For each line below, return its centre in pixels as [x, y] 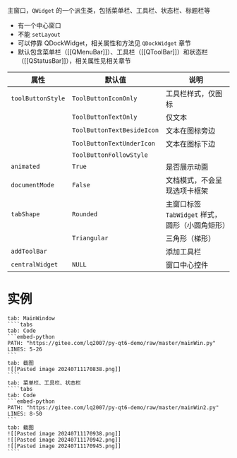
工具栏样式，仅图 [194, 94]
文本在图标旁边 [190, 131]
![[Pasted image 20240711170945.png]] [64, 446]
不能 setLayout [39, 34]
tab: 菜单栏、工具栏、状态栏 [44, 383]
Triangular [90, 238]
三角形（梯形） [190, 239]
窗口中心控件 [187, 265]
